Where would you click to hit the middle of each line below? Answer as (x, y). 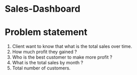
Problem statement (46, 32)
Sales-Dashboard (43, 9)
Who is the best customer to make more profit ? (62, 57)
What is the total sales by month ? (48, 63)
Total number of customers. (41, 68)
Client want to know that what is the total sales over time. (72, 46)
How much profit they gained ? (45, 52)
